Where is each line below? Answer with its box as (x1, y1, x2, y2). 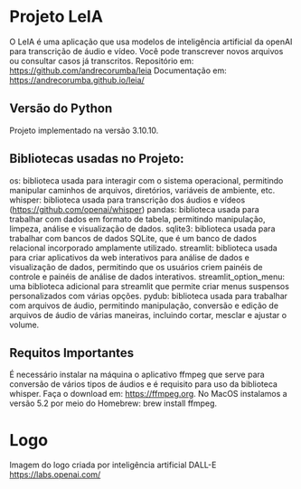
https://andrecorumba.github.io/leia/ (9, 74, 145, 85)
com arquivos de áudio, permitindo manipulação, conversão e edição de (9, 300, 278, 311)
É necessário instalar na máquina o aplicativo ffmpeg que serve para (9, 369, 265, 381)
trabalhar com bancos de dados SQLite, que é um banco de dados (9, 232, 258, 243)
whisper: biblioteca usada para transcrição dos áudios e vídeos (9, 194, 246, 205)
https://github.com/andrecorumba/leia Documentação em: (9, 65, 228, 76)
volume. (9, 319, 40, 330)
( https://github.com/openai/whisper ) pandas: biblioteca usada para (9, 203, 259, 214)
